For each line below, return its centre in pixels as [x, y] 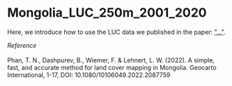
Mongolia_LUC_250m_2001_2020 [107, 13]
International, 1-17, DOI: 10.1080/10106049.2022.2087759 [89, 75]
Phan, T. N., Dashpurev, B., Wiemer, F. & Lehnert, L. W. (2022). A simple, [111, 60]
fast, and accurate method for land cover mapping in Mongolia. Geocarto [112, 67]
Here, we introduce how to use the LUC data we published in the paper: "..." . [117, 32]
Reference [22, 45]
